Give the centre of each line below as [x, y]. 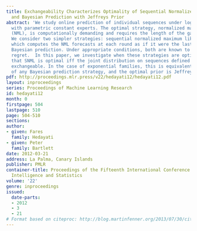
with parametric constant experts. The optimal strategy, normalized [98, 28]
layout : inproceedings [34, 83]
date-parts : [26, 197]
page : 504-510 [23, 115]
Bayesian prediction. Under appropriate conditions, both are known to [101, 50]
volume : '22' [22, 181]
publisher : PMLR [26, 165]
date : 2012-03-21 [27, 153]
